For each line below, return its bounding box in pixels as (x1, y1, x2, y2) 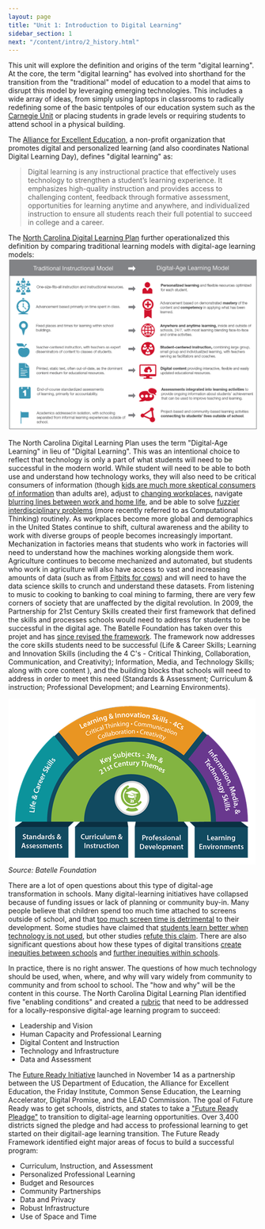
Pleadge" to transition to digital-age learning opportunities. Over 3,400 (8, 1112, 239, 1122)
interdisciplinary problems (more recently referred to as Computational (8, 506, 239, 515)
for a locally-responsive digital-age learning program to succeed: (8, 1005, 221, 1015)
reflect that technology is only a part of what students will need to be (8, 455, 233, 465)
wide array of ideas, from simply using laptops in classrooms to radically (8, 94, 244, 104)
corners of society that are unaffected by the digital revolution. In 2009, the (8, 599, 254, 608)
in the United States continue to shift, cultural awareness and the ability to (8, 523, 249, 532)
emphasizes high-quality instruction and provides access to (27, 184, 223, 193)
